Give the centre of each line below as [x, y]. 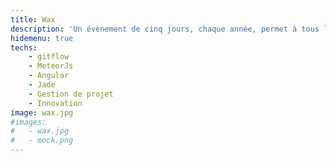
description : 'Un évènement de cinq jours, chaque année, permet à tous [165, 29]
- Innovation [55, 103]
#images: [28, 122]
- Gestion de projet [71, 94]
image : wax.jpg [42, 112]
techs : [24, 47]
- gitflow [49, 57]
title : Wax [33, 19]
